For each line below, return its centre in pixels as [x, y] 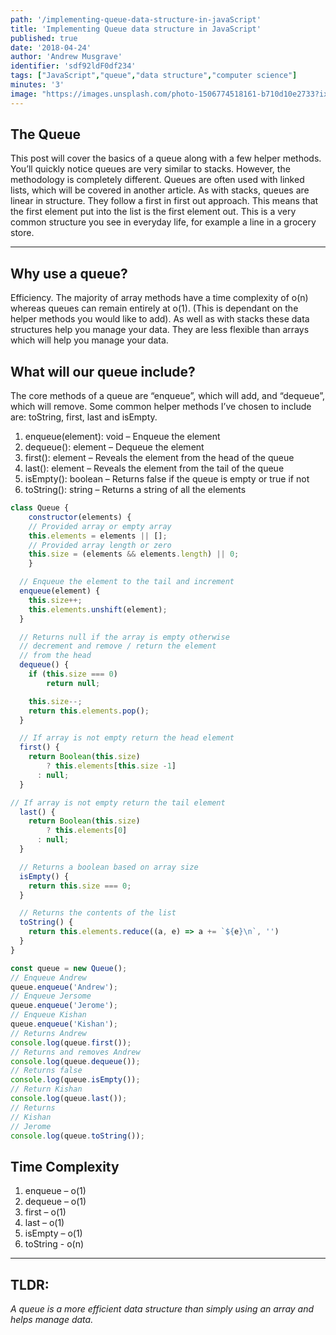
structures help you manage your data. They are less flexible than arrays [160, 330]
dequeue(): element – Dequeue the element [114, 447]
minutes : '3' [37, 85]
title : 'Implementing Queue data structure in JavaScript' [136, 29]
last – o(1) [44, 1223]
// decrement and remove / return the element [118, 646]
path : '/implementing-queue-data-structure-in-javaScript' [136, 19]
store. [22, 233]
